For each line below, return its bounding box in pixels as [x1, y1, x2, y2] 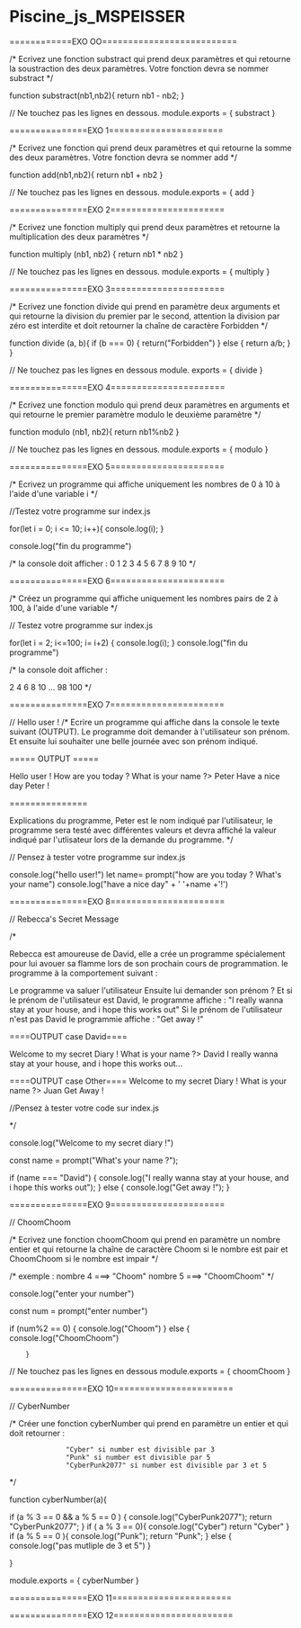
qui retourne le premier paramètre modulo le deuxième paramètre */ [9, 409, 261, 419]
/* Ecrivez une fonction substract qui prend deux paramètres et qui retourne [9, 53, 291, 64]
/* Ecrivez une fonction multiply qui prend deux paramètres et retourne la [9, 221, 280, 232]
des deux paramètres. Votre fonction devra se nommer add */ [9, 151, 238, 163]
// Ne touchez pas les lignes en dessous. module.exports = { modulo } [9, 444, 269, 454]
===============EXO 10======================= [9, 1383, 234, 1394]
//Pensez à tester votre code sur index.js [9, 1102, 160, 1113]
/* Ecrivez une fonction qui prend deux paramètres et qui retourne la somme [9, 142, 292, 153]
